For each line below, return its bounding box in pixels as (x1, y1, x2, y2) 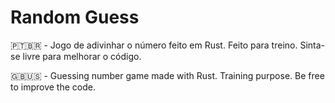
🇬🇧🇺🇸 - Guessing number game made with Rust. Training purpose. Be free (10, 69, 325, 81)
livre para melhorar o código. (22, 50, 142, 62)
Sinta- (299, 39, 326, 51)
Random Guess (10, 6, 140, 29)
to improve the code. (10, 81, 96, 93)
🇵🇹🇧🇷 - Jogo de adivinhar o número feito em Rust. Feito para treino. (10, 39, 298, 51)
